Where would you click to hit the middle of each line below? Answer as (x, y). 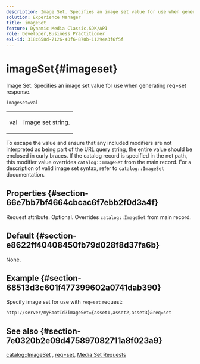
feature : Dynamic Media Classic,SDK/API (57, 28)
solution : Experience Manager (44, 17)
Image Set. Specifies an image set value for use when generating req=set (96, 85)
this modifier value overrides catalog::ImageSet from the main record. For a (99, 162)
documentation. (26, 174)
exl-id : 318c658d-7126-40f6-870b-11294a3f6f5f (65, 39)
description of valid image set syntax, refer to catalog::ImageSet (85, 168)
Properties (26, 194)
